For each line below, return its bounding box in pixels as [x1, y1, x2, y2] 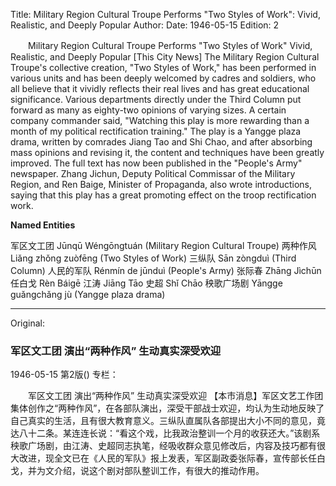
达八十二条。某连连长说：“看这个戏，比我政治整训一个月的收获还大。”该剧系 [10, 427, 321, 439]
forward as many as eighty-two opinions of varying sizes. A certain [10, 104, 287, 116]
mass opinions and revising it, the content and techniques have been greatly [10, 147, 325, 158]
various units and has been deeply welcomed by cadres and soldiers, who [10, 72, 317, 84]
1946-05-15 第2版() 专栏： [10, 369, 119, 381]
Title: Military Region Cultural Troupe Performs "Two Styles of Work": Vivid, [10, 9, 321, 20]
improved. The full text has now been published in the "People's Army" [10, 157, 303, 169]
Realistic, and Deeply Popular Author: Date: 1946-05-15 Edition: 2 [10, 19, 280, 31]
